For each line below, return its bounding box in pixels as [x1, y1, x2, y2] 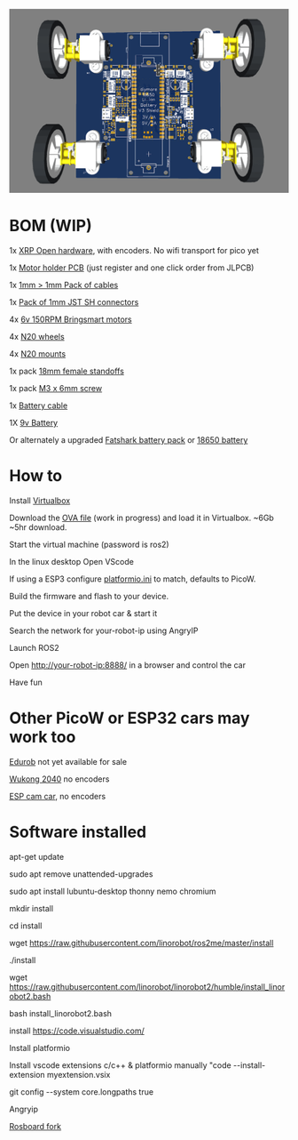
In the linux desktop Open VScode [9, 557, 135, 567]
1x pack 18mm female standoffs [9, 365, 124, 377]
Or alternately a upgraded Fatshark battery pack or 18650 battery [9, 435, 248, 446]
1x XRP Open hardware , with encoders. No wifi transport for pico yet [9, 245, 260, 256]
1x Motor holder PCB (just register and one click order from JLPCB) [9, 262, 255, 273]
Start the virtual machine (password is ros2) [9, 539, 170, 550]
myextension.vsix [47, 1069, 111, 1080]
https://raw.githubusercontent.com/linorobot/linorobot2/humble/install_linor [9, 981, 286, 991]
